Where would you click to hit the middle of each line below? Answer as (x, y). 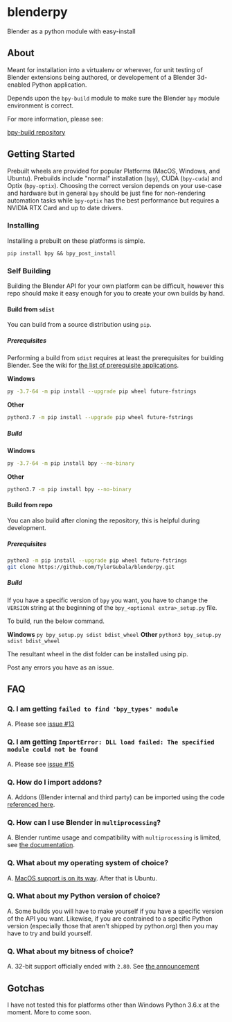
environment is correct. (41, 105)
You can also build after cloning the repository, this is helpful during (104, 520)
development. (27, 528)
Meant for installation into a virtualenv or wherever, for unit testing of (105, 69)
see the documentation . (41, 845)
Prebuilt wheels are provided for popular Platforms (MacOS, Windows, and (114, 171)
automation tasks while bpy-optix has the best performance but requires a (113, 200)
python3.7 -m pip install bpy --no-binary (69, 489)
